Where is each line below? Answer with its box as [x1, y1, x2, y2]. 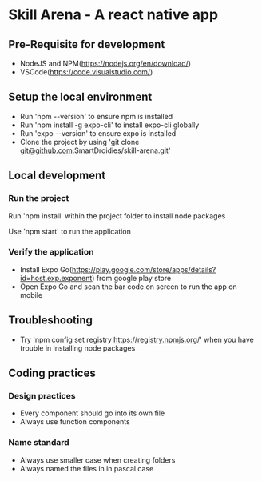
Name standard [8, 437, 69, 448]
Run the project [8, 193, 69, 204]
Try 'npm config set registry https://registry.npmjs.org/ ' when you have [19, 335, 254, 344]
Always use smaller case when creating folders [19, 455, 176, 465]
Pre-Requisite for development [8, 38, 165, 51]
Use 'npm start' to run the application [8, 226, 132, 236]
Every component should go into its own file [19, 408, 165, 418]
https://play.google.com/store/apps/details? [71, 264, 216, 274]
